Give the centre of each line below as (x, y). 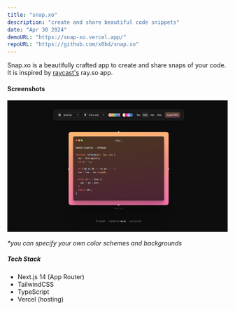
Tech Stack (24, 259)
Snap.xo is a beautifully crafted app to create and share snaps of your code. (117, 65)
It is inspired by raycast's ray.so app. (60, 73)
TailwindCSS (36, 284)
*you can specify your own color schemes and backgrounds (95, 243)
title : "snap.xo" (33, 15)
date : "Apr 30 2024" (37, 29)
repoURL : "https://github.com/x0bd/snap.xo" (73, 45)
